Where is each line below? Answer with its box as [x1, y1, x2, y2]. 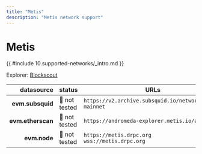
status [59, 86, 78, 94]
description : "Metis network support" [6, 14, 103, 20]
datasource [20, 86, 54, 94]
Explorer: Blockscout [6, 71, 58, 78]
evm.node [23, 134, 54, 143]
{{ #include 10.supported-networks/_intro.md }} [6, 60, 124, 67]
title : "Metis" [6, 8, 44, 15]
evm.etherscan [9, 117, 54, 125]
